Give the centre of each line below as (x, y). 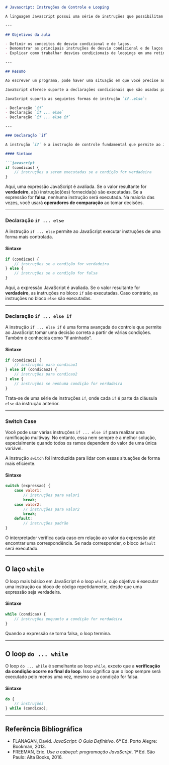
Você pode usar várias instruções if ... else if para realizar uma (75, 432)
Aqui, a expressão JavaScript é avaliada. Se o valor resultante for (73, 288)
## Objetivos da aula (28, 35)
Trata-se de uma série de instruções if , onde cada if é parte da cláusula (81, 398)
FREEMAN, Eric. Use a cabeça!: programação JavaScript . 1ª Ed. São (83, 752)
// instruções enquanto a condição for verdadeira (68, 619)
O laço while (25, 569)
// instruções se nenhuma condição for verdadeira (68, 384)
